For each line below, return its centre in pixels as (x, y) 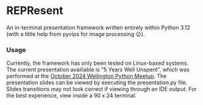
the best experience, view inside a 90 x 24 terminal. (72, 96)
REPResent (35, 11)
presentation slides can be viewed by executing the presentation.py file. (97, 82)
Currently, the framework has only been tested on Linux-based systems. (98, 63)
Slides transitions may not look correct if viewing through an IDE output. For (102, 89)
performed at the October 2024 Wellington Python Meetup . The (87, 76)
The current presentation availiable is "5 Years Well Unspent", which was (98, 70)
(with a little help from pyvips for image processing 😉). (76, 34)
